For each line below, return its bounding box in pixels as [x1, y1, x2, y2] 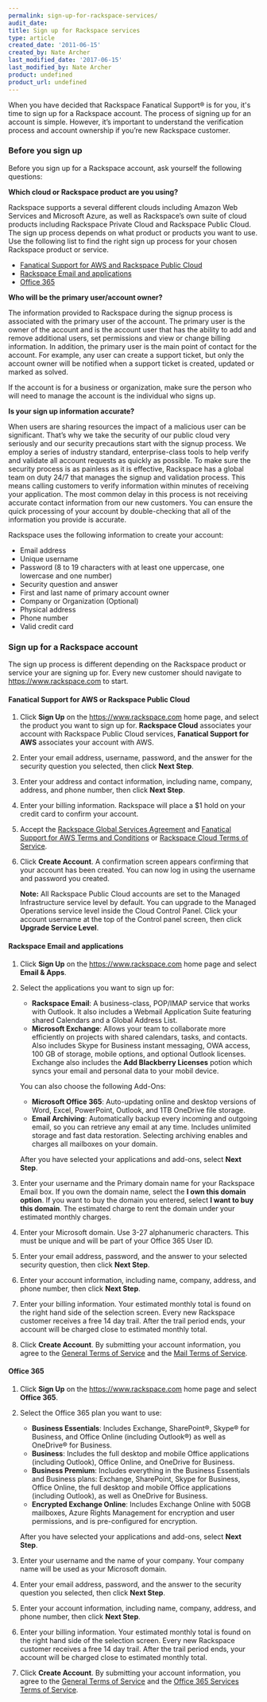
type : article [8, 33, 56, 42]
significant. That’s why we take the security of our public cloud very [8, 430, 230, 440]
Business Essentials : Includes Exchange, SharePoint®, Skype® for [31, 1423, 250, 1432]
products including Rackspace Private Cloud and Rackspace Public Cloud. [8, 220, 252, 229]
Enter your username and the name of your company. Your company [19, 1556, 245, 1565]
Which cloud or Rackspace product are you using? [8, 187, 179, 196]
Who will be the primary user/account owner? [8, 292, 163, 302]
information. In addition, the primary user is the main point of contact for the [8, 341, 257, 351]
